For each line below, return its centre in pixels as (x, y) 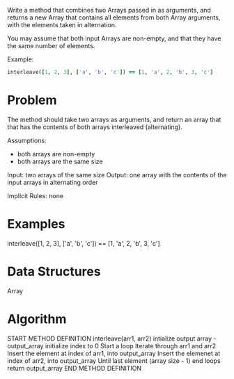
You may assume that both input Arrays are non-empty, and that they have (114, 38)
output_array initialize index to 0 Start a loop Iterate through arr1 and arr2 (112, 345)
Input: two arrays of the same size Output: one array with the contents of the (117, 174)
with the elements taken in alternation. (62, 25)
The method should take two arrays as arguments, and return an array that (114, 119)
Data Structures (54, 271)
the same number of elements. (51, 46)
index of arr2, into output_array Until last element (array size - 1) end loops (114, 361)
